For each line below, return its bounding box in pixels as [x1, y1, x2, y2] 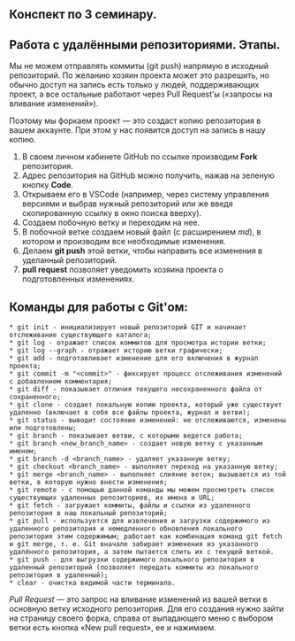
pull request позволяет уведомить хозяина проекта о [21, 265, 223, 275]
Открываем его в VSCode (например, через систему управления [21, 189, 269, 200]
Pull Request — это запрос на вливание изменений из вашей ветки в [9, 594, 268, 605]
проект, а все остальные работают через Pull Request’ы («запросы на [9, 89, 273, 100]
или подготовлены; [9, 424, 77, 433]
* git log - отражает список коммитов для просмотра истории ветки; [9, 338, 267, 348]
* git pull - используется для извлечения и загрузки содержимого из [9, 517, 271, 526]
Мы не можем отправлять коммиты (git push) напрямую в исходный [9, 61, 269, 72]
